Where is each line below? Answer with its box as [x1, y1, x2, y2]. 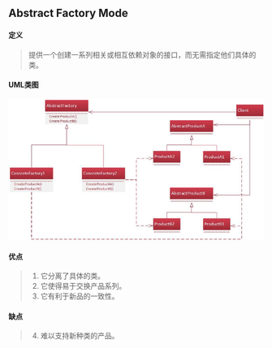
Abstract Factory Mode [8, 6, 128, 20]
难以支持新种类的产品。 [40, 331, 119, 341]
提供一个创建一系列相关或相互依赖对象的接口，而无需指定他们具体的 [28, 49, 257, 59]
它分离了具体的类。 [40, 271, 106, 281]
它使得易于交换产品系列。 [40, 281, 127, 291]
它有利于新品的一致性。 [40, 291, 119, 301]
